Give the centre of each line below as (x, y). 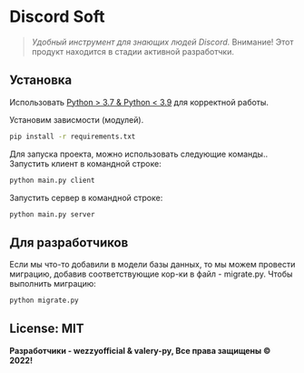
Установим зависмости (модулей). (77, 119)
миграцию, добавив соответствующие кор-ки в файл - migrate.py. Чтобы (151, 274)
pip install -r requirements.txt (73, 136)
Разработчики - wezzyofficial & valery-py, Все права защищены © (140, 350)
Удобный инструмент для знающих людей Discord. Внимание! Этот (162, 42)
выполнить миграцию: (53, 284)
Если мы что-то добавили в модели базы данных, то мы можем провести (152, 265)
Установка (41, 81)
